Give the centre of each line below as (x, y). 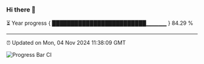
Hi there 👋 (21, 10)
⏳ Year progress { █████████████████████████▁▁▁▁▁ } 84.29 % (100, 23)
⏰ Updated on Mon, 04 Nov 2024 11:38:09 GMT (66, 43)
